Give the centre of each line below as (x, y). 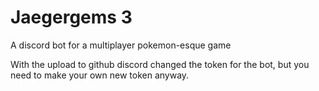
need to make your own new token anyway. (100, 75)
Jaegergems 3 (71, 17)
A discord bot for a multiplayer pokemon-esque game (121, 45)
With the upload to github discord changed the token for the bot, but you (160, 64)
